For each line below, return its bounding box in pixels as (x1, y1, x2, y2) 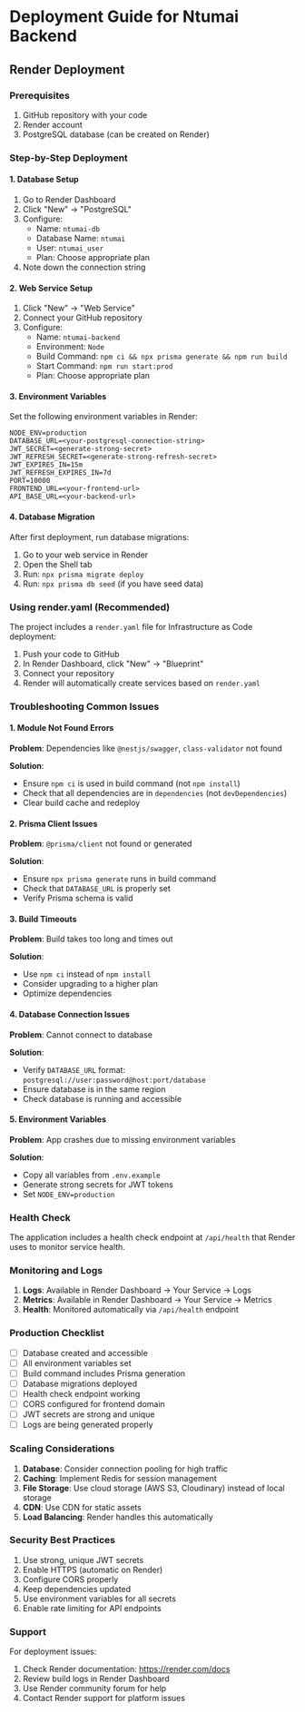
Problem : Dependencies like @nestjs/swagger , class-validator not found (9, 743, 283, 754)
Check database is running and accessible (22, 1093, 182, 1104)
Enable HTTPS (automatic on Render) (22, 1564, 163, 1575)
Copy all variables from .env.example (22, 1169, 161, 1180)
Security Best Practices (9, 1534, 116, 1547)
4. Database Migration (9, 511, 95, 522)
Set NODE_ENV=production (22, 1188, 115, 1199)
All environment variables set (22, 1357, 132, 1368)
